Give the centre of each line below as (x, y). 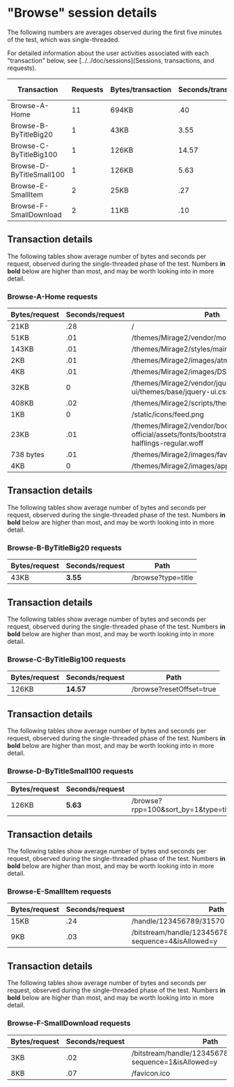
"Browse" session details (82, 13)
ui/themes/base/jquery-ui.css (180, 392)
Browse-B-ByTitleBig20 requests (64, 548)
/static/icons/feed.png (167, 414)
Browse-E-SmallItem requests (59, 892)
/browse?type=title (162, 578)
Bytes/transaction (141, 89)
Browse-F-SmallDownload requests (69, 1024)
